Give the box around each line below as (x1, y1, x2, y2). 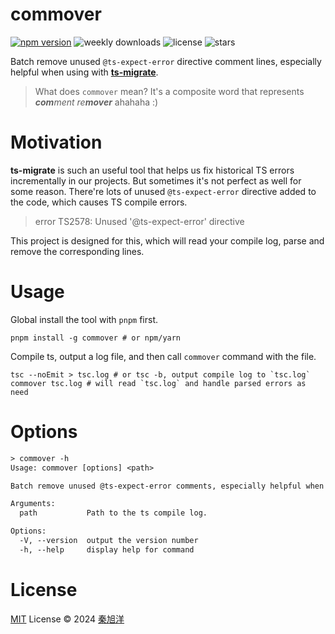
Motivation (10, 131, 103, 154)
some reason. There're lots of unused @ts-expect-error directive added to (10, 185, 317, 197)
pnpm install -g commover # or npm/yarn (10, 333, 182, 343)
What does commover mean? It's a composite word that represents (34, 85, 305, 97)
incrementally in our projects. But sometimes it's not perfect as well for (10, 174, 302, 187)
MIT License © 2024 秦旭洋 (10, 613, 125, 625)
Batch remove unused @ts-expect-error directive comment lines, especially (10, 55, 322, 67)
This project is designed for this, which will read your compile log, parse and (10, 234, 325, 247)
